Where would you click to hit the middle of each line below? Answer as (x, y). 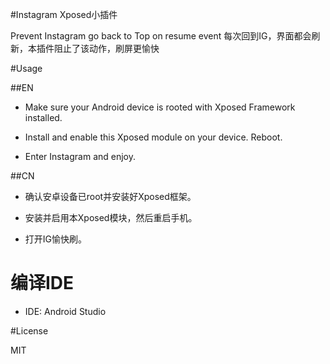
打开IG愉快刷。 (56, 239)
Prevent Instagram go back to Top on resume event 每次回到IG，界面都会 (161, 36)
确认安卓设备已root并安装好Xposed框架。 (110, 196)
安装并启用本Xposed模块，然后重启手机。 (111, 217)
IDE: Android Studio (65, 311)
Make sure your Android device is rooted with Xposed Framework (160, 107)
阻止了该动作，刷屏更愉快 (106, 48)
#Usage (26, 68)
